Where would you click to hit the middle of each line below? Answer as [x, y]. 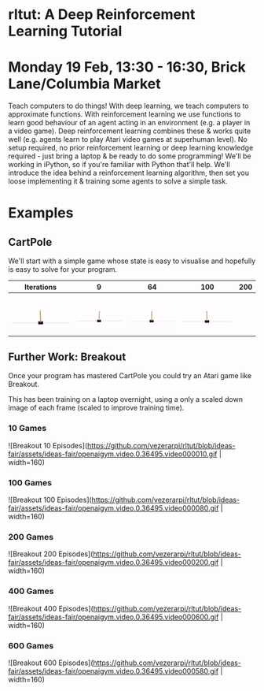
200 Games [31, 537]
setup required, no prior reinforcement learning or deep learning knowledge [131, 148]
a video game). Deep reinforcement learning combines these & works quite [130, 131]
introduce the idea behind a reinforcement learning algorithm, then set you [129, 173]
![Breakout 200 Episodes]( [51, 554]
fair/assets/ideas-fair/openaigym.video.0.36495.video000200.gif [114, 563]
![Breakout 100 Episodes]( [50, 500]
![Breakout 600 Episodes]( [51, 663]
